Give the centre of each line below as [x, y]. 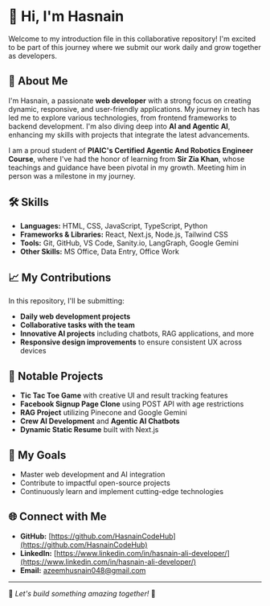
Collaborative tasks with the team [77, 325]
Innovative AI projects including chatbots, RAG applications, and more [137, 334]
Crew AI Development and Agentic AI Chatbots [100, 421]
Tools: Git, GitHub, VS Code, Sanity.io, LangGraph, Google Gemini [129, 243]
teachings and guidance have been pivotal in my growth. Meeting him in [127, 167]
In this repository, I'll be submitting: [66, 301]
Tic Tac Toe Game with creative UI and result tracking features [124, 396]
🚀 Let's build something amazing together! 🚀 [82, 593]
